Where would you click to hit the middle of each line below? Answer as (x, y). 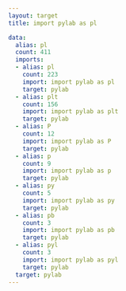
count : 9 (37, 163)
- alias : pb (35, 215)
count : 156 (40, 104)
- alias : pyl (37, 245)
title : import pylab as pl (53, 23)
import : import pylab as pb (69, 230)
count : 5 (37, 193)
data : (17, 37)
